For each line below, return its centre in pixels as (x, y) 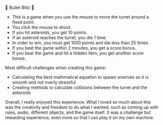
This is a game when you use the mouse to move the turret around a (81, 17)
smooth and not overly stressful (44, 82)
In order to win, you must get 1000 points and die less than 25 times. (81, 43)
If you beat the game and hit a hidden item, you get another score (78, 53)
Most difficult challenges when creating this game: (56, 68)
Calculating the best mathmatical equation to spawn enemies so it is (80, 77)
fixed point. (23, 22)
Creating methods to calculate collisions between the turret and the (80, 87)
